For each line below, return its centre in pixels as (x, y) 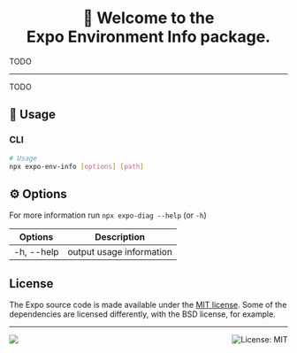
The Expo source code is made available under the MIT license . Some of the (148, 305)
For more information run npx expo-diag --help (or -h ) (108, 215)
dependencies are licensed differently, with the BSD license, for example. (142, 314)
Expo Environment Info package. (148, 37)
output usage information (120, 252)
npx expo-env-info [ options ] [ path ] (76, 166)
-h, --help (36, 252)
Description (120, 237)
